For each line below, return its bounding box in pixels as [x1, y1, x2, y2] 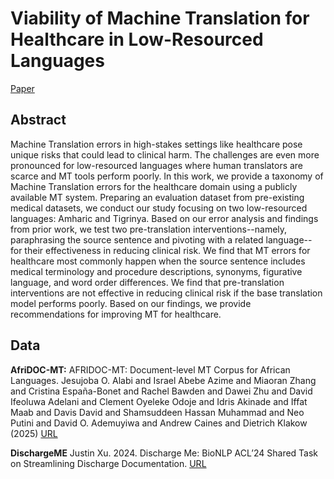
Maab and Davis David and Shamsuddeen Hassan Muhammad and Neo [10, 406, 305, 418]
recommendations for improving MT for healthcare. [10, 308, 222, 320]
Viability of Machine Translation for [10, 7, 310, 30]
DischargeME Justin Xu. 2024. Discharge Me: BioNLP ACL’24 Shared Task [10, 447, 319, 459]
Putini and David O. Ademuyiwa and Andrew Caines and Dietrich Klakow [10, 417, 308, 429]
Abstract [10, 112, 67, 129]
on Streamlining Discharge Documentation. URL [10, 457, 207, 469]
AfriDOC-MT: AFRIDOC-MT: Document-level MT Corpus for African [10, 363, 291, 376]
